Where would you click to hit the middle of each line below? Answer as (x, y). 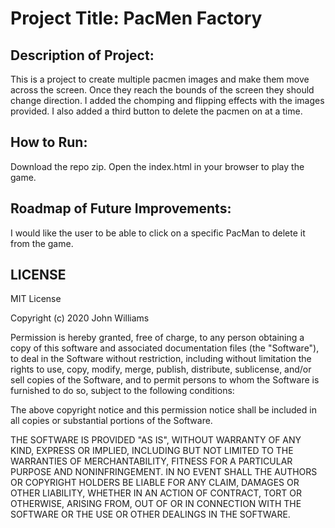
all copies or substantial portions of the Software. (111, 421)
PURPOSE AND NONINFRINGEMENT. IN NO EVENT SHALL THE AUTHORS (164, 472)
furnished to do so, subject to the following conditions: (122, 391)
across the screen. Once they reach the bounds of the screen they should (162, 90)
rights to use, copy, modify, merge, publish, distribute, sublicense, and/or (161, 369)
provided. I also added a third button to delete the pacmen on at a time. (156, 111)
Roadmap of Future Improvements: (121, 208)
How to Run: (49, 142)
